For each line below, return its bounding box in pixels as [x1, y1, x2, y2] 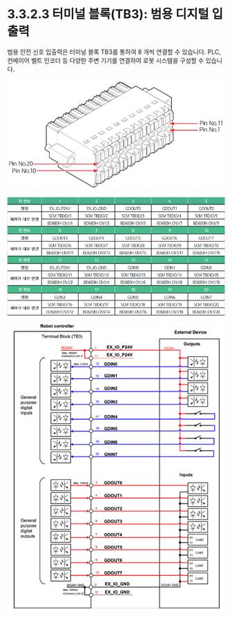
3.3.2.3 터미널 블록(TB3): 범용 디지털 [7, 6, 209, 22]
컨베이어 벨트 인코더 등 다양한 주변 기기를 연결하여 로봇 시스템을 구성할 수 [7, 56, 204, 64]
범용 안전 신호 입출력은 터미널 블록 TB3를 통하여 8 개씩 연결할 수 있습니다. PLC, [7, 48, 221, 56]
